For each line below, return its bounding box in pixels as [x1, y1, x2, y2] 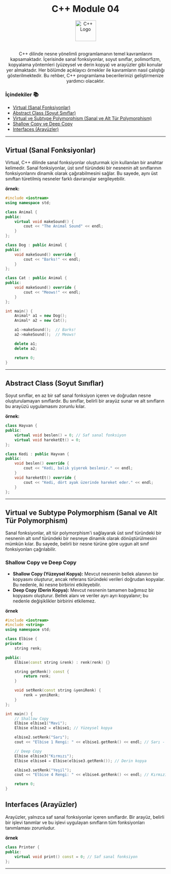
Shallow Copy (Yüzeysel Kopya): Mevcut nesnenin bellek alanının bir [12, 571, 159, 577]
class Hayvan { [5, 423, 38, 429]
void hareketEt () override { [14, 475, 76, 480]
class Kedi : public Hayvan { [5, 451, 70, 457]
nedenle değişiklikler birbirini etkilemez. [12, 598, 96, 604]
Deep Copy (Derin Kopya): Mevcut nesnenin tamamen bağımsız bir [12, 587, 154, 593]
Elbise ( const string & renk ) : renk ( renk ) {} [14, 660, 110, 665]
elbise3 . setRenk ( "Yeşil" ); [14, 768, 72, 773]
